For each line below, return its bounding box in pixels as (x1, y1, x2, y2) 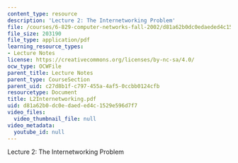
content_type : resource (7, 10, 78, 18)
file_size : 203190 (7, 30, 62, 37)
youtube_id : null (13, 128, 65, 135)
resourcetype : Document (7, 89, 78, 96)
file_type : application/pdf (7, 37, 91, 44)
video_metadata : (7, 121, 55, 129)
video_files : (7, 109, 46, 116)
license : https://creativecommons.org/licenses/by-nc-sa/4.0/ (7, 56, 195, 64)
